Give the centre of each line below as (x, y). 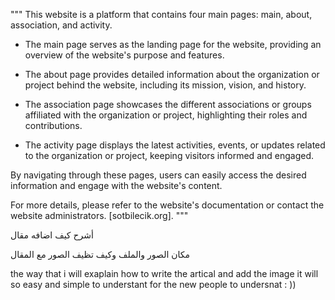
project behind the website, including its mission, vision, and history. (165, 85)
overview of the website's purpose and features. (124, 55)
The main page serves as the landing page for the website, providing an (173, 44)
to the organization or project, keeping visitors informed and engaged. (169, 155)
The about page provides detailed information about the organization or (172, 74)
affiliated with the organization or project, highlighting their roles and (166, 115)
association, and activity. (61, 25)
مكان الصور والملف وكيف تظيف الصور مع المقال (100, 254)
